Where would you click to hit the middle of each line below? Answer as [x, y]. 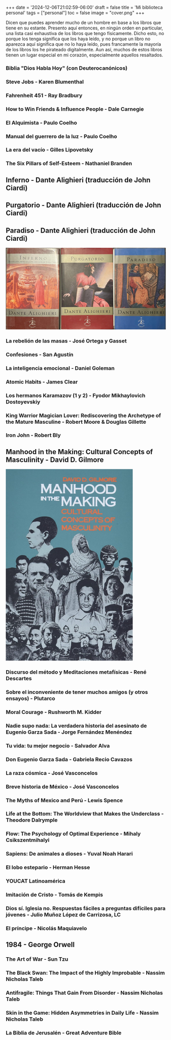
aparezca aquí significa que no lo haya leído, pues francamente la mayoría [83, 44]
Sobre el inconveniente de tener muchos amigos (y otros [77, 692]
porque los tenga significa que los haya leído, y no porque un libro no [78, 39]
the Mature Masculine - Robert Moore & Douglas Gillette [76, 422]
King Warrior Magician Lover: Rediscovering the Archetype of [83, 415]
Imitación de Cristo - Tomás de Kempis [55, 895]
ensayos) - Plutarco [30, 699]
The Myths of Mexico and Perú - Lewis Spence [64, 800]
